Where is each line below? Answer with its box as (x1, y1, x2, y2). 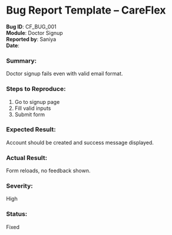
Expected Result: (6, 125, 56, 133)
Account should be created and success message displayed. (6, 139, 154, 146)
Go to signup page (14, 98, 60, 105)
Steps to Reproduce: (6, 85, 66, 93)
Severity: (6, 182, 34, 190)
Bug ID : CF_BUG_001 (6, 23, 57, 30)
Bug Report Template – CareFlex (6, 4, 166, 17)
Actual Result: (6, 154, 48, 162)
